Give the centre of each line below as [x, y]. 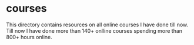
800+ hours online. [29, 37]
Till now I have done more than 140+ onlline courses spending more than [94, 30]
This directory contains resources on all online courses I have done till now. [97, 25]
